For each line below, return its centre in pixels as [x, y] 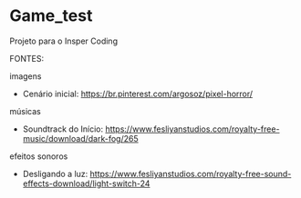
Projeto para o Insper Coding [64, 41]
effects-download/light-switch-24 [86, 183]
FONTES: [26, 58]
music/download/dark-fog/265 [80, 138]
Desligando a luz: [55, 173]
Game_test [51, 16]
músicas [25, 111]
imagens [26, 76]
